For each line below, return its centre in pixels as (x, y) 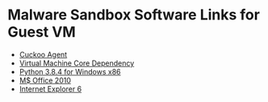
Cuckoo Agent (43, 54)
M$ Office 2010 (45, 80)
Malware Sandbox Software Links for (134, 15)
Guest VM (42, 32)
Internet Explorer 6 (50, 89)
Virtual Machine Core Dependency (77, 63)
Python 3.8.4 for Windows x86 (70, 71)
